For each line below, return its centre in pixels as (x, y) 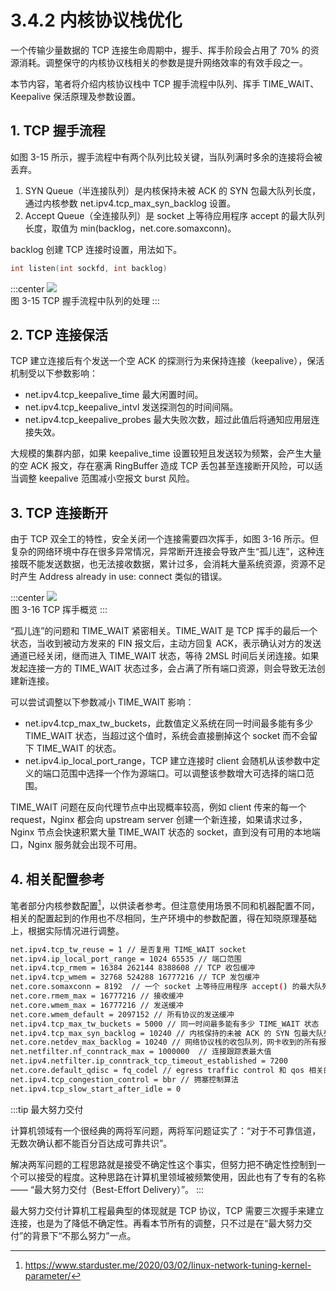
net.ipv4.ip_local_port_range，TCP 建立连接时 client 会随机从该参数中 (168, 761)
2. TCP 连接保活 (59, 335)
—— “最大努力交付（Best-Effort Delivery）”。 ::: (107, 1189)
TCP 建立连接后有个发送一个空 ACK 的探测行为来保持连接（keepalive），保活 (167, 361)
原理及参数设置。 (106, 96)
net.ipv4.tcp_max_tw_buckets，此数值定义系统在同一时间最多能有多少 (169, 723)
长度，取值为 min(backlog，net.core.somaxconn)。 (130, 228)
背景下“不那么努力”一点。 (84, 1235)
